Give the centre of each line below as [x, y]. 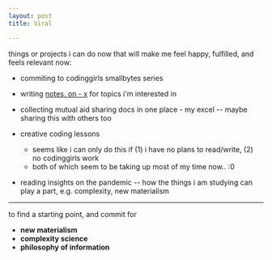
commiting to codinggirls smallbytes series [91, 78]
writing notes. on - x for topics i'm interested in [98, 93]
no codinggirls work [66, 158]
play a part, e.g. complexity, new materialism [95, 190]
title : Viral [30, 23]
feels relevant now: [40, 62]
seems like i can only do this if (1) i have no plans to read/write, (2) [142, 149]
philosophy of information [65, 247]
